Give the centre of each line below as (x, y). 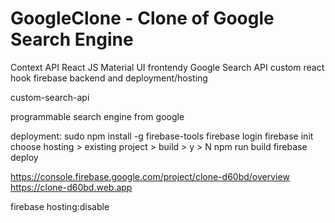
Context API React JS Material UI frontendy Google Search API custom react (167, 67)
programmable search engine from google (97, 116)
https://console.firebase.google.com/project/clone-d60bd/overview (150, 176)
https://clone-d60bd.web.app (71, 187)
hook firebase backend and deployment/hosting (109, 78)
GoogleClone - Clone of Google (142, 18)
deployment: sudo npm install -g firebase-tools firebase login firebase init (162, 136)
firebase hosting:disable (60, 206)
